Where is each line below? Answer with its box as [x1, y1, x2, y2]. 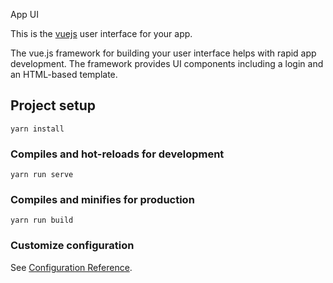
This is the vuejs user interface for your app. [10, 28, 193, 39]
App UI [10, 9, 39, 20]
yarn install [10, 124, 65, 134]
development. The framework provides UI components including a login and [10, 58, 324, 69]
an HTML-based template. [10, 69, 118, 80]
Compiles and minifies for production [10, 193, 195, 207]
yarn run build [10, 215, 74, 226]
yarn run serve [10, 170, 74, 180]
